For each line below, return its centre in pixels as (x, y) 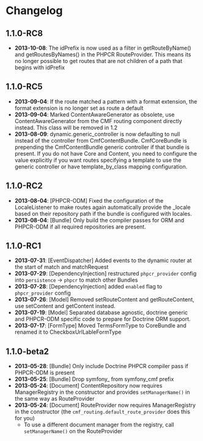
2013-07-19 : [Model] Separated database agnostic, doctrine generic (101, 312)
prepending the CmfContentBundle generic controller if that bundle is (102, 147)
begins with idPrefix (40, 67)
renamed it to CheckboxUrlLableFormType (68, 332)
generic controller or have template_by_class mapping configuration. (101, 167)
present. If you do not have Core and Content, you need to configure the (105, 153)
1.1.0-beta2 (28, 351)
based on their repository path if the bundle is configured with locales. (103, 213)
